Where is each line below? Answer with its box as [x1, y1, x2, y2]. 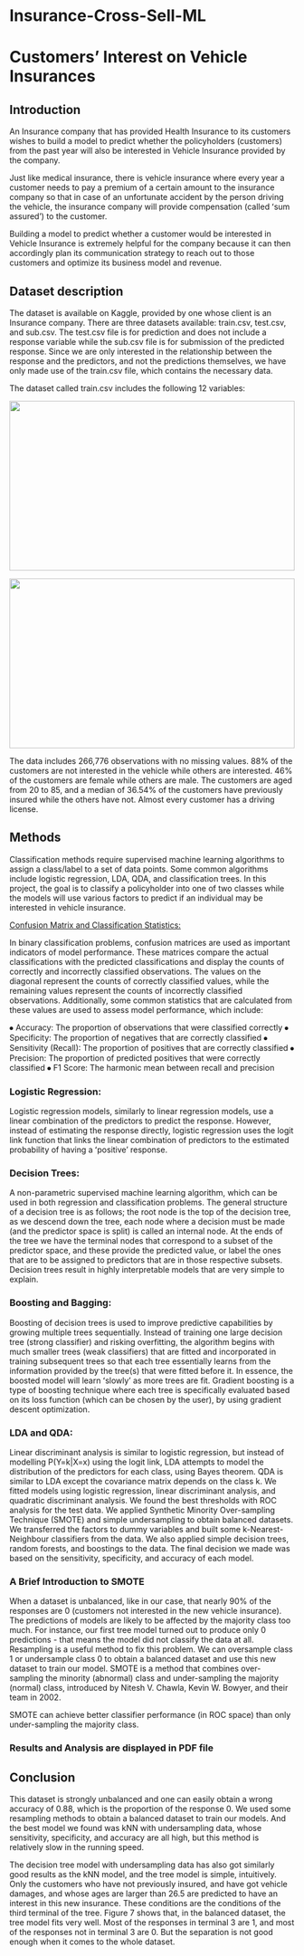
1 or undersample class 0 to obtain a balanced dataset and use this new [9, 1654, 277, 1665]
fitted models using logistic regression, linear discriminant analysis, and [9, 1485, 276, 1496]
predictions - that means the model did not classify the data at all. [9, 1635, 254, 1646]
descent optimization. [9, 1404, 90, 1415]
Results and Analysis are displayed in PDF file [9, 1741, 214, 1754]
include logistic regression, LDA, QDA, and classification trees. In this [9, 873, 267, 883]
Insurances [9, 66, 96, 87]
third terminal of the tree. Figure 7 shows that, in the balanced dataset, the [9, 1907, 287, 1919]
